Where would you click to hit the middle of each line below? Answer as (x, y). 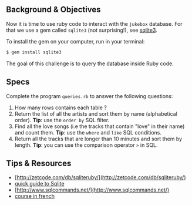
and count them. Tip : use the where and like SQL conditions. (88, 132)
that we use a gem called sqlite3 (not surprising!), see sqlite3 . (82, 30)
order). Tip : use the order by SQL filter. (62, 120)
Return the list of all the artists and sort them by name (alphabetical (96, 113)
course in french (34, 196)
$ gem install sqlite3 (34, 52)
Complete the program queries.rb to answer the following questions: (90, 96)
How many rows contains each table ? (60, 107)
